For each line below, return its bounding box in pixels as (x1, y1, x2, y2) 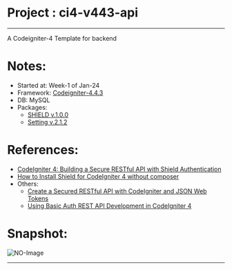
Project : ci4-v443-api (7, 5, 139, 21)
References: (7, 142, 79, 158)
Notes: (7, 59, 47, 74)
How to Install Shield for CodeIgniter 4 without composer (17, 172, 180, 180)
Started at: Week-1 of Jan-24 (17, 81, 100, 89)
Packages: (17, 103, 48, 111)
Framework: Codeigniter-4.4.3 (17, 88, 104, 97)
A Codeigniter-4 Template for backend (7, 34, 117, 42)
